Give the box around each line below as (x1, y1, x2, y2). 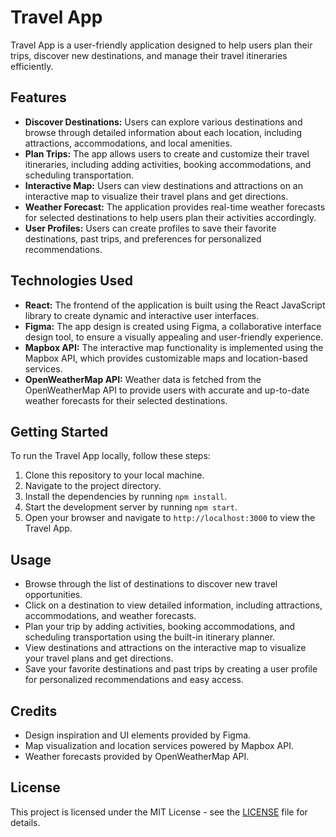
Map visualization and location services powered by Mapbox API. (24, 740, 294, 751)
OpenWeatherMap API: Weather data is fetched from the (24, 373, 262, 385)
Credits (10, 702, 58, 720)
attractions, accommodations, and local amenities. (24, 137, 233, 149)
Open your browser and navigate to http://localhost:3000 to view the (24, 512, 316, 524)
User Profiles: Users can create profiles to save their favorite (24, 222, 277, 234)
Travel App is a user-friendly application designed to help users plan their (10, 39, 313, 51)
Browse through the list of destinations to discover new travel (24, 578, 278, 590)
